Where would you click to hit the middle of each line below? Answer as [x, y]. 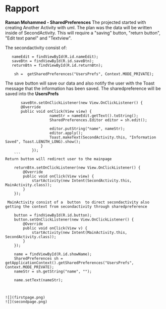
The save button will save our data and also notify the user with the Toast [80, 83]
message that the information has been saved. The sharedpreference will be [83, 88]
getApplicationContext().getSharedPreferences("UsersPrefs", [70, 263]
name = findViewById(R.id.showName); [53, 254]
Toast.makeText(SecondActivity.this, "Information [103, 137]
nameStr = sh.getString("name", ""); [53, 271]
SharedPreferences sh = [39, 258]
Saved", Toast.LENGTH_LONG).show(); [43, 141]
